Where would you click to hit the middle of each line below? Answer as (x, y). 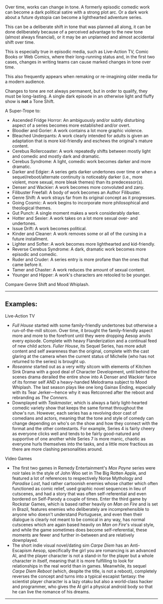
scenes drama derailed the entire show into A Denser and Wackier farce (84, 377)
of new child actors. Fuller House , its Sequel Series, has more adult (79, 346)
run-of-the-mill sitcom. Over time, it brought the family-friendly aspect (82, 330)
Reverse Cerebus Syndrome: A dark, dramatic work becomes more (79, 249)
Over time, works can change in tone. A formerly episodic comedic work (78, 7)
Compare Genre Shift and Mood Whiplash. (47, 284)
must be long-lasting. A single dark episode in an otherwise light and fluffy (80, 96)
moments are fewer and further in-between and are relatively (73, 535)
